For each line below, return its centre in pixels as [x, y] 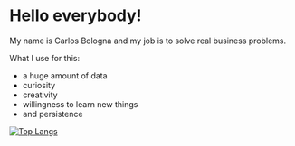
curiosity [39, 85]
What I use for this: [44, 58]
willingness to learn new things [80, 104]
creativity [40, 95]
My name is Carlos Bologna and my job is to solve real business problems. [148, 41]
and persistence [52, 114]
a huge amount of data [65, 75]
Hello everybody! [76, 16]
